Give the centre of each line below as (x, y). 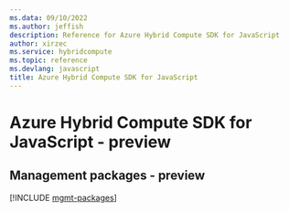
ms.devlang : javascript (55, 69)
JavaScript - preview (91, 142)
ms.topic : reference (49, 60)
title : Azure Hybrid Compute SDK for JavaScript (104, 78)
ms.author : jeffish (47, 26)
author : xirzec (38, 43)
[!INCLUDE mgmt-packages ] (63, 197)
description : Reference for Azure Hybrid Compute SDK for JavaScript (145, 35)
